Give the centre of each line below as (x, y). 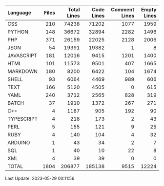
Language (20, 13)
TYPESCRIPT (23, 119)
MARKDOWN (23, 71)
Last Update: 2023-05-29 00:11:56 (40, 178)
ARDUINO (19, 142)
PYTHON (18, 32)
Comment (123, 9)
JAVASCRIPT (22, 56)
